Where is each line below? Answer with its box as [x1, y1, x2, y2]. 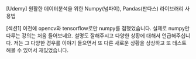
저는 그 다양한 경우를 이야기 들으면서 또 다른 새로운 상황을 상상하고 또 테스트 [13, 40, 187, 46]
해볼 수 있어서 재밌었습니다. [6, 47, 69, 54]
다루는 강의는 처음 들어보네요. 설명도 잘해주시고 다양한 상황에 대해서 [6, 32, 161, 39]
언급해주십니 [161, 32, 191, 39]
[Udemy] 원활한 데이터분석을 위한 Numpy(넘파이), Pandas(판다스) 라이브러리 [6, 5, 184, 12]
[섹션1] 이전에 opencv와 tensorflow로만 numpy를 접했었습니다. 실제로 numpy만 [6, 25, 190, 32]
